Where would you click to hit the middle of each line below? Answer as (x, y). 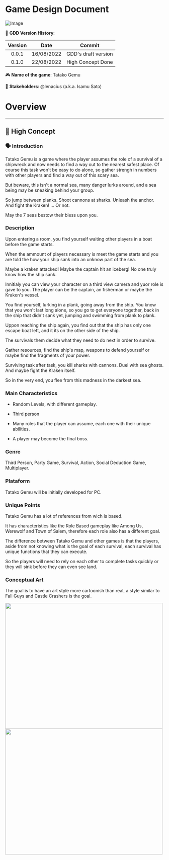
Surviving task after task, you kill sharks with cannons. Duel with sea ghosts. (84, 365)
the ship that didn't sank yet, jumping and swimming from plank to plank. (80, 315)
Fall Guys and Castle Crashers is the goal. (49, 596)
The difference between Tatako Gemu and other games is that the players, (82, 541)
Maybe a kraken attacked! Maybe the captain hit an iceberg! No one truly (81, 269)
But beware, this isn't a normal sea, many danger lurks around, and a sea (81, 185)
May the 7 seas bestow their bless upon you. (52, 215)
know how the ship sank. (31, 274)
